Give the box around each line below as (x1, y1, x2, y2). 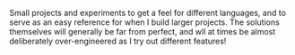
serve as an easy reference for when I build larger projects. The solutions (9, 17, 280, 27)
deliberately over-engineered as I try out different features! (9, 35, 227, 46)
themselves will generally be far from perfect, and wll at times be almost (9, 27, 276, 36)
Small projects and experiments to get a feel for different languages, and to (9, 8, 287, 18)
